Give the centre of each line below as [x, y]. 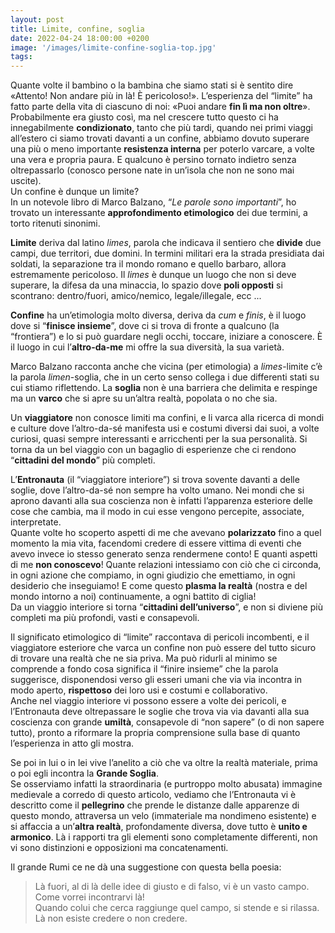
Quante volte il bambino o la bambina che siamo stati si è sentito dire [152, 85]
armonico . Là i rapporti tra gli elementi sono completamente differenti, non [164, 837]
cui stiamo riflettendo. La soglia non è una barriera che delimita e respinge [164, 388]
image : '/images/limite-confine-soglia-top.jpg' [113, 47]
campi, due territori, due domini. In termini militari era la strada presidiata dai [167, 253]
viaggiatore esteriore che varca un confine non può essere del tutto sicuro [163, 648]
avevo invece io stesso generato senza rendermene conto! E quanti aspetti [164, 554]
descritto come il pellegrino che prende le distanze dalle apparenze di [155, 805]
